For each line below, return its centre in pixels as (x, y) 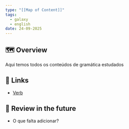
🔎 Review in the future (41, 109)
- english (20, 24)
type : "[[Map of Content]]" (35, 10)
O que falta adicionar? (36, 121)
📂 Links (17, 81)
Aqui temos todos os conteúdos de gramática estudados (64, 64)
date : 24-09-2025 (24, 29)
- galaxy (19, 19)
